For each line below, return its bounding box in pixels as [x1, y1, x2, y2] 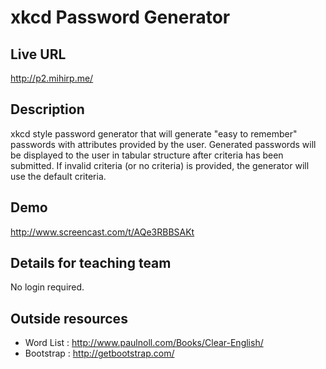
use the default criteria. [10, 170, 107, 182]
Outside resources [10, 310, 128, 327]
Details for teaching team [10, 255, 172, 272]
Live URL [10, 46, 67, 63]
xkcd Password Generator [10, 6, 231, 29]
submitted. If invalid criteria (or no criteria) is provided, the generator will [10, 159, 310, 171]
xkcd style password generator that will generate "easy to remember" [10, 127, 298, 140]
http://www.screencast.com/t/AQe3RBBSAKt [10, 226, 195, 238]
